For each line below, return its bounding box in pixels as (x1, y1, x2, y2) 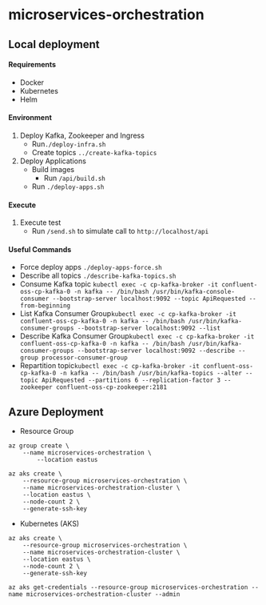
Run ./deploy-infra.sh (31, 138, 106, 149)
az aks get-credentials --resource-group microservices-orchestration (8, 583, 248, 591)
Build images (31, 164, 74, 174)
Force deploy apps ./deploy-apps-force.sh (19, 262, 162, 272)
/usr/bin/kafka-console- (152, 288, 236, 296)
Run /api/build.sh (43, 173, 105, 182)
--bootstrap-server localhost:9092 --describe (77, 347, 236, 355)
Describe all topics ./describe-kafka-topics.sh (19, 270, 177, 281)
